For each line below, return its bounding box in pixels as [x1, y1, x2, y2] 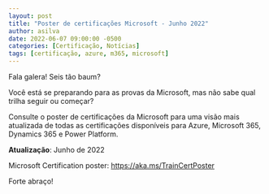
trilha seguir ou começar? [8, 97, 94, 106]
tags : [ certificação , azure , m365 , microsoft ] [8, 50, 169, 58]
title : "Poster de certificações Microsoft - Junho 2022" [8, 19, 209, 28]
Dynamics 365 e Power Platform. [8, 129, 119, 139]
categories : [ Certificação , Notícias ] [8, 42, 140, 50]
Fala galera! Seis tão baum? [8, 72, 102, 81]
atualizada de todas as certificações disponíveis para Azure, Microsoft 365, [8, 121, 262, 130]
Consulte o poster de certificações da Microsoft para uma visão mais [8, 112, 240, 122]
